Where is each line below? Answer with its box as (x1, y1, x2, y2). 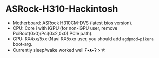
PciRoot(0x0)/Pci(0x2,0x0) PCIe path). (12, 30, 93, 36)
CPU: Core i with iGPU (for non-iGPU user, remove (12, 25, 118, 31)
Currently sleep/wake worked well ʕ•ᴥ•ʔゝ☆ (12, 47, 106, 53)
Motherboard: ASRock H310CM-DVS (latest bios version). (12, 20, 133, 26)
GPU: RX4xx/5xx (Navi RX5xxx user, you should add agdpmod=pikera (12, 36, 154, 42)
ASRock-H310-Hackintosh (5, 3, 118, 15)
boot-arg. (12, 41, 33, 47)
